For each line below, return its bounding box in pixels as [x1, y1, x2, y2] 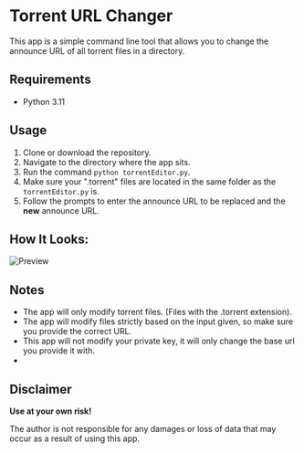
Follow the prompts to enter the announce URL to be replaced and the [22, 195, 286, 206]
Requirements [9, 72, 91, 88]
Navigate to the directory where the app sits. [22, 156, 191, 167]
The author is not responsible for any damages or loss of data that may [9, 424, 277, 434]
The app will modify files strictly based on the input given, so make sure [22, 316, 294, 327]
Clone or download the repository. [22, 147, 152, 158]
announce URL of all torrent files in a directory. [9, 45, 185, 56]
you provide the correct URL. [22, 326, 132, 337]
